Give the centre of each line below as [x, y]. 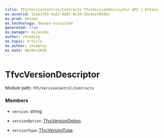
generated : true [21, 28]
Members [17, 100]
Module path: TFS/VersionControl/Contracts [50, 88]
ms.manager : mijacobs [27, 32]
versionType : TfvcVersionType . [43, 130]
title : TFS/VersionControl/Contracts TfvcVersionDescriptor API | [74, 10]
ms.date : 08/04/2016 [26, 50]
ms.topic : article [24, 41]
